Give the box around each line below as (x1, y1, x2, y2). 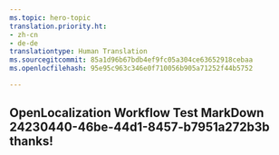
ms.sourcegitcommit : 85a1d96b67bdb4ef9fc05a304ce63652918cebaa (9, 55, 254, 64)
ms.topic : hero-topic (9, 13, 91, 23)
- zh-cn (9, 30, 39, 39)
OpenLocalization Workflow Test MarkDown (9, 105, 265, 121)
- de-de (9, 38, 39, 48)
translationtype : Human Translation (9, 47, 148, 56)
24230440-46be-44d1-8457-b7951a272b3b (9, 120, 270, 135)
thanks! (9, 133, 54, 150)
